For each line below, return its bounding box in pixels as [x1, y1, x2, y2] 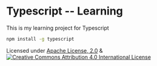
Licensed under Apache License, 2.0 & [6, 47, 103, 54]
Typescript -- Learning [6, 4, 123, 18]
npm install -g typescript [6, 36, 75, 42]
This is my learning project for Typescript [6, 24, 109, 31]
